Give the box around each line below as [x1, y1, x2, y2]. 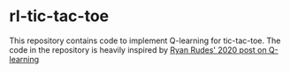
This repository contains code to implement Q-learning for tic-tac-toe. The [9, 35, 281, 46]
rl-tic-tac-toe [9, 6, 109, 26]
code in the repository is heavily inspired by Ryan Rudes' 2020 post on [9, 44, 267, 55]
